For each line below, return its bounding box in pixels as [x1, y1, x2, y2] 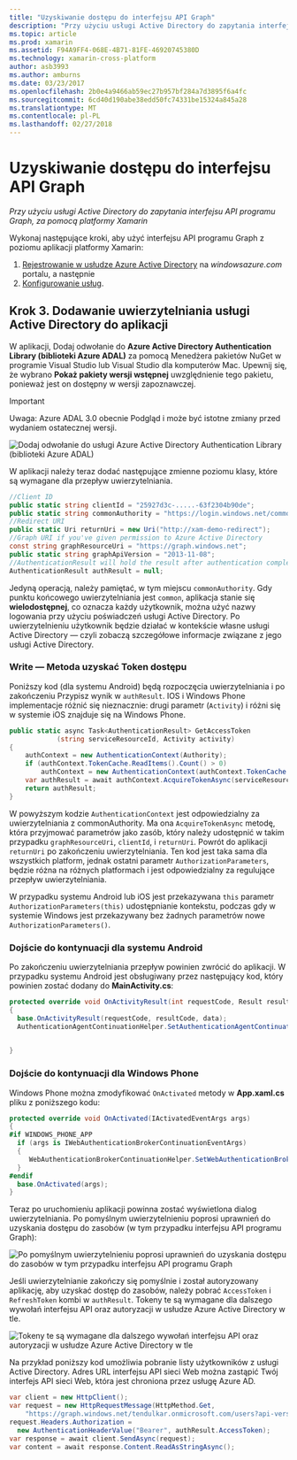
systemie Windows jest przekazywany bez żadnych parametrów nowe [9, 910, 265, 920]
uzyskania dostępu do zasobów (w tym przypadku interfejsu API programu [9, 1223, 282, 1233]
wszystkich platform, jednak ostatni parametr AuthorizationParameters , [9, 855, 270, 865]
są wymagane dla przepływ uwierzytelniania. [9, 475, 173, 486]
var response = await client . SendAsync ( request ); [9, 1434, 196, 1443]
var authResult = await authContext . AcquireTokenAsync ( [25, 776, 236, 785]
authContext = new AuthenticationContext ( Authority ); [25, 751, 227, 760]
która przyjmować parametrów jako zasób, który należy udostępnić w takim [9, 826, 285, 837]
